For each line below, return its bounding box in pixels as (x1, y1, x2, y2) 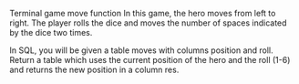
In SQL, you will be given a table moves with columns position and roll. (9, 45, 273, 56)
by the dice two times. (9, 27, 93, 37)
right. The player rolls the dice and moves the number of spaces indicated (9, 17, 287, 28)
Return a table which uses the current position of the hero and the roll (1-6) (9, 55, 291, 65)
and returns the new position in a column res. (9, 64, 180, 75)
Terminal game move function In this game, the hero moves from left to (9, 8, 276, 18)
